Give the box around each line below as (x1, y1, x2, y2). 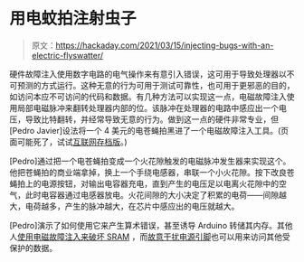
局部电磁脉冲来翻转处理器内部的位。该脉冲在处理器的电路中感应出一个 (16, 102, 279, 113)
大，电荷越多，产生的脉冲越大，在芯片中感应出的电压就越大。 (9, 201, 240, 211)
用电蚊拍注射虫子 (9, 8, 138, 29)
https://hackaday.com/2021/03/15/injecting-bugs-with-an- (55, 40, 274, 51)
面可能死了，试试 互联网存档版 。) (9, 136, 128, 147)
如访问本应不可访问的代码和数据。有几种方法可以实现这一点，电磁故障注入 (9, 91, 287, 102)
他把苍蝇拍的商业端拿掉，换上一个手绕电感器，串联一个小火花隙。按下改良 (9, 166, 287, 177)
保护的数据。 (9, 242, 57, 253)
